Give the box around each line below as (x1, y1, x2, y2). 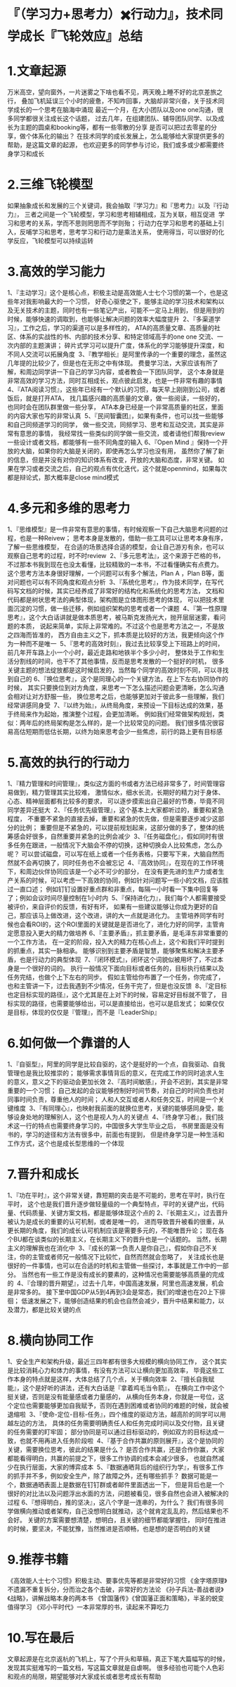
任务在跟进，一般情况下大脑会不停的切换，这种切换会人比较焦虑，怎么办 (13, 840, 223, 849)
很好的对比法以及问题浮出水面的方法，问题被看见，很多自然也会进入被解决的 (7, 1489, 229, 1498)
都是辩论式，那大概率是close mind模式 (7, 473, 119, 481)
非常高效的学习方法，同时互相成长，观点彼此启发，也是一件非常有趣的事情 (7, 377, 223, 384)
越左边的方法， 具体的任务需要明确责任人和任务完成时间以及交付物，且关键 (7, 1419, 225, 1427)
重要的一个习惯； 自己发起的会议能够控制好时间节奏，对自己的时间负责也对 (7, 1086, 225, 1094)
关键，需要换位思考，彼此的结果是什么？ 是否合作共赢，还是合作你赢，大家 (7, 1445, 225, 1453)
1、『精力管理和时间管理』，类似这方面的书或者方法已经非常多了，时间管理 (7, 779, 219, 788)
